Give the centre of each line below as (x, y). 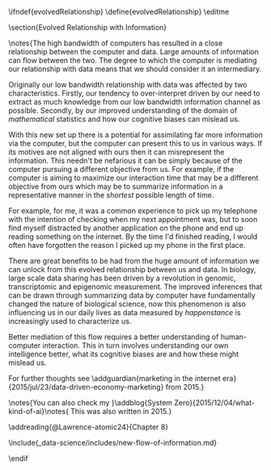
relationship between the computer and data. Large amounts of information (133, 51)
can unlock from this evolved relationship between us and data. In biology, (132, 269)
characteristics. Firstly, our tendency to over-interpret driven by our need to (134, 93)
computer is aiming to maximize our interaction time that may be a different (133, 178)
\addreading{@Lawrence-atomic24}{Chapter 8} (88, 427)
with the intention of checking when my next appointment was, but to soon (133, 219)
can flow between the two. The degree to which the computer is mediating (133, 60)
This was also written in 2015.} (121, 411)
